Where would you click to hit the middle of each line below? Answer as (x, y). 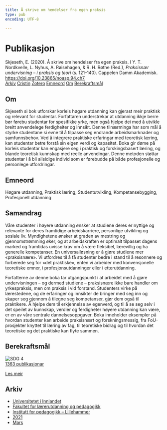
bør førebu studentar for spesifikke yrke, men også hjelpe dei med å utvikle (83, 122)
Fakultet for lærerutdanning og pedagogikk (56, 406)
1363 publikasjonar (24, 364)
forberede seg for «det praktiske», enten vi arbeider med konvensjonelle (80, 262)
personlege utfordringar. (30, 164)
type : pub (15, 15)
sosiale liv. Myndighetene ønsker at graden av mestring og (65, 236)
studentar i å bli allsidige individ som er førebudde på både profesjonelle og (83, 159)
